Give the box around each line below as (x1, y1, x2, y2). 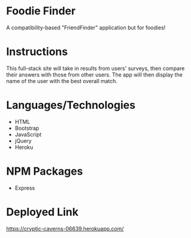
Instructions (6, 45, 68, 59)
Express (14, 184, 35, 191)
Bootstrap (14, 124, 39, 132)
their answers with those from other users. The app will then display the (6, 71, 183, 78)
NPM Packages (6, 164, 84, 178)
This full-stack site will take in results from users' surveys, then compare (6, 65, 185, 72)
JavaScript (14, 130, 42, 138)
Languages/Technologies (6, 99, 135, 112)
